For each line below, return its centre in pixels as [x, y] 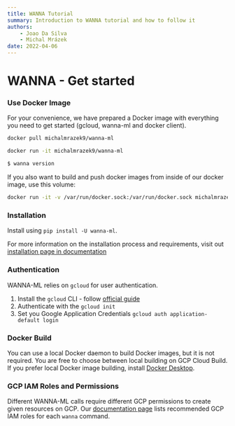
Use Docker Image [39, 103]
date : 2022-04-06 [33, 46]
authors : [20, 27]
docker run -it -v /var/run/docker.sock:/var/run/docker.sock [100, 198]
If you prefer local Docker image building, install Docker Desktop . [101, 368]
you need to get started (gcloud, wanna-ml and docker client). [97, 125]
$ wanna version [31, 164]
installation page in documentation [57, 252]
